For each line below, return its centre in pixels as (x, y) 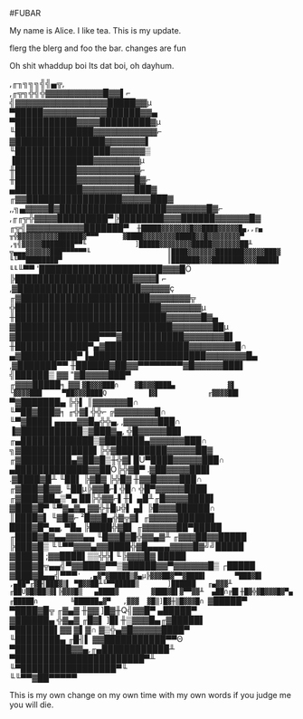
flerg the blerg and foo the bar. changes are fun (98, 48)
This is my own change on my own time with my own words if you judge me (151, 695)
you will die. (32, 705)
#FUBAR (25, 13)
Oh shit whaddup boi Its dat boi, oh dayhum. (92, 66)
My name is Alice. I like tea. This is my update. (95, 30)
